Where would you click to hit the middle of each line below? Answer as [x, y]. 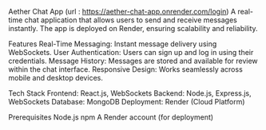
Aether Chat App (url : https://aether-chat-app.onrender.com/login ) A [122, 12]
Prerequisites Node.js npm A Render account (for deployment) [111, 117]
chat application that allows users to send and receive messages [131, 20]
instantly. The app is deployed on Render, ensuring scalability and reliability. [133, 28]
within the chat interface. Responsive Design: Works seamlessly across [126, 69]
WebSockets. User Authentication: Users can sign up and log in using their [131, 52]
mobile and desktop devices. [56, 78]
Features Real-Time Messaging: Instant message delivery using [113, 44]
